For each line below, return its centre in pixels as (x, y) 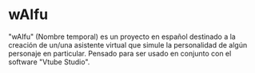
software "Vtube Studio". (49, 62)
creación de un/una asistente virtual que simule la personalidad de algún (128, 44)
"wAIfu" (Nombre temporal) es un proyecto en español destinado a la (122, 36)
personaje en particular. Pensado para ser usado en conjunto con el (120, 53)
